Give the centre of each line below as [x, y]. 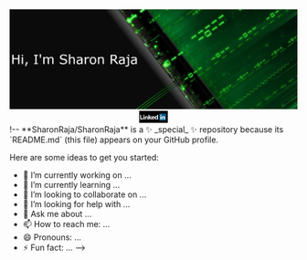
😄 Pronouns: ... [52, 237]
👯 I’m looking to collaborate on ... [85, 194]
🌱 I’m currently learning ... [71, 184]
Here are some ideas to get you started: [85, 157]
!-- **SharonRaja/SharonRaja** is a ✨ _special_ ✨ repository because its [147, 129]
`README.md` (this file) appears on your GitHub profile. [114, 140]
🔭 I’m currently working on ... [77, 175]
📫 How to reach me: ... [66, 224]
